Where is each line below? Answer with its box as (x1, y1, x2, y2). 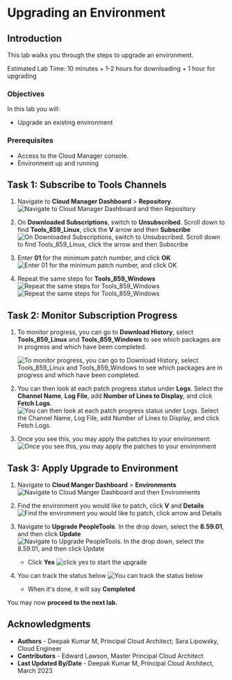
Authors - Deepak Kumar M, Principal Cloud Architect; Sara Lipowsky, (17, 637, 219, 645)
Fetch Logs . (17, 399, 52, 408)
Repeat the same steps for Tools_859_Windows (17, 274, 156, 283)
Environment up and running (17, 158, 99, 167)
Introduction (7, 33, 63, 44)
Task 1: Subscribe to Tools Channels (7, 179, 167, 190)
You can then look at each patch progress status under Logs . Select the (17, 384, 224, 393)
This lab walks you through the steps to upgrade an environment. (7, 51, 194, 59)
